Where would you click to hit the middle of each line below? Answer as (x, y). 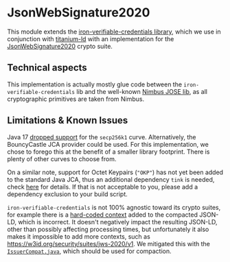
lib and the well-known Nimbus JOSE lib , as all (142, 91)
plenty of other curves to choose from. (62, 158)
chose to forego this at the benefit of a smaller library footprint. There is (108, 152)
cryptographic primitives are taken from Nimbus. (76, 99)
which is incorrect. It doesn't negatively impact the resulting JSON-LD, (118, 222)
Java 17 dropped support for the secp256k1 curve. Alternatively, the (102, 137)
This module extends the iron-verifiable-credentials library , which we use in (114, 32)
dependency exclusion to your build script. (68, 194)
